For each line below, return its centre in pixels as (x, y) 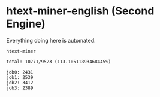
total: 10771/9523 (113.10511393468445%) (59, 62)
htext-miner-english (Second (80, 11)
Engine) (26, 24)
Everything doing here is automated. (51, 40)
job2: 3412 (20, 83)
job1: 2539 (20, 77)
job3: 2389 (20, 88)
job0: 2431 (20, 72)
